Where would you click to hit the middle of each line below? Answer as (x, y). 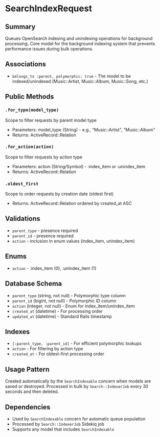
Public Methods (30, 97)
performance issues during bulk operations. (49, 49)
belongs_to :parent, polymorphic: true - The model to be (71, 76)
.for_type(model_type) (32, 110)
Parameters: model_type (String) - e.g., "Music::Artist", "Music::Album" (84, 129)
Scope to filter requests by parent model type (51, 120)
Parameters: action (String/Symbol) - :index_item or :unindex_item (79, 166)
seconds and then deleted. (32, 392)
